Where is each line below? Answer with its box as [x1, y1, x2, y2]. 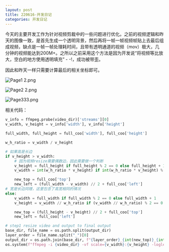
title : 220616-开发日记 [5, 12, 52, 17]
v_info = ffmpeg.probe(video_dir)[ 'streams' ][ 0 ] [5, 117, 109, 122]
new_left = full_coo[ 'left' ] [14, 214, 75, 219]
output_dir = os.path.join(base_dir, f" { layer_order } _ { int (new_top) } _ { [5, 237, 158, 242]
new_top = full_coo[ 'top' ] [14, 177, 71, 182]
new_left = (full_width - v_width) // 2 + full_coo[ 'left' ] [14, 182, 143, 187]
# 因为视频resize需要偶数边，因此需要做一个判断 [14, 158, 104, 164]
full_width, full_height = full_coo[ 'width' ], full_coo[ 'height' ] [5, 131, 147, 136]
